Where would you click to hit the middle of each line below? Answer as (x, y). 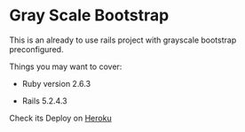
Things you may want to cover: (66, 66)
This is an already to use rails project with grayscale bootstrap (123, 40)
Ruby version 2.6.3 (56, 83)
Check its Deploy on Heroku (61, 118)
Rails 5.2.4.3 (45, 101)
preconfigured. (36, 49)
